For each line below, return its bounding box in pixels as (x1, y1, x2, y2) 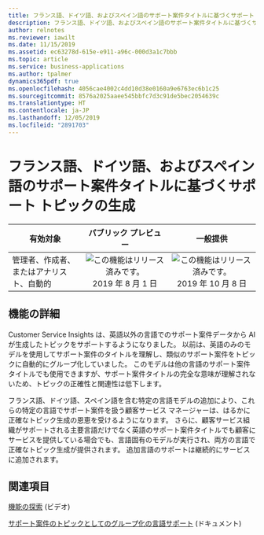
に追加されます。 (8, 454, 63, 464)
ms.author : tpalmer (8, 70, 72, 78)
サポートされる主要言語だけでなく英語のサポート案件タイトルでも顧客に (21, 425, 256, 434)
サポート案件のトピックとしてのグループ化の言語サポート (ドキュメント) (8, 518, 242, 528)
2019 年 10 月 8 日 (176, 278, 247, 289)
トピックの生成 (38, 197, 136, 215)
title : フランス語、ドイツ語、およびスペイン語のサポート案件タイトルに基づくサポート (8, 11, 255, 20)
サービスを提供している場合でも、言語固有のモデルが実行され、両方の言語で (8, 434, 256, 445)
